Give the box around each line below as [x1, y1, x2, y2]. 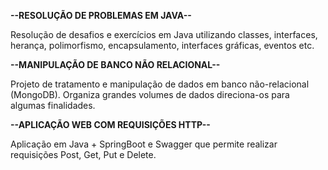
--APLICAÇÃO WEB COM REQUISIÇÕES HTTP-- [10, 119, 211, 130]
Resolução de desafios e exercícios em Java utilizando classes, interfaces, [10, 29, 318, 40]
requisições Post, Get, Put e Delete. [10, 149, 157, 160]
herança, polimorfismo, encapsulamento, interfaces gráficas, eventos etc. [10, 40, 315, 51]
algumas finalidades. [10, 100, 96, 111]
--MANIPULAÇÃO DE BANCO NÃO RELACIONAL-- [10, 59, 221, 70]
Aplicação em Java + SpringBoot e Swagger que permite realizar [10, 138, 278, 150]
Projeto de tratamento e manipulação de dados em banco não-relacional [10, 78, 310, 90]
